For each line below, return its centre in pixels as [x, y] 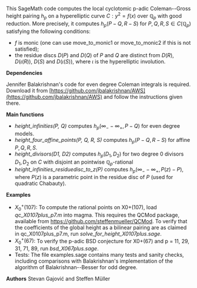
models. [24, 134]
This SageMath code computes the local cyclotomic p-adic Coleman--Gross [98, 9]
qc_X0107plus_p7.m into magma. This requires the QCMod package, [97, 215]
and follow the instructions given [143, 97]
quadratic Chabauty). [40, 183]
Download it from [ [29, 91]
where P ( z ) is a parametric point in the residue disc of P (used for [94, 177]
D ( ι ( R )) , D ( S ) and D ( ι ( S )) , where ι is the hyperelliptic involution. [90, 62]
